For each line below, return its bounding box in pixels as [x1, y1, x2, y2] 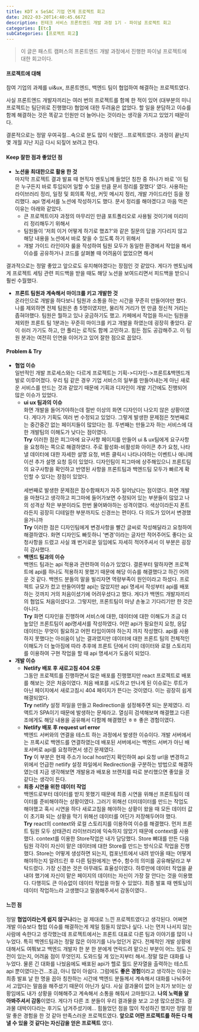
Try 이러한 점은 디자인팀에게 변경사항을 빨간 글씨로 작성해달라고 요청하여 [23, 523, 192, 531]
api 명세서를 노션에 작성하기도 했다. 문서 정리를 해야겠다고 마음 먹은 [32, 197, 188, 205]
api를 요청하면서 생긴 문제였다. [44, 746, 115, 753]
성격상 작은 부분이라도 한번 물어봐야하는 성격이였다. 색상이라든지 [30, 501, 179, 509]
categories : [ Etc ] [6, 25, 52, 31]
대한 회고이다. [20, 55, 53, 62]
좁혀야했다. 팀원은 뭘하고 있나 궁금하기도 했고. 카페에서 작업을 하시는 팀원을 [14, 312, 189, 319]
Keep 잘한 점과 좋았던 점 [6, 154, 63, 161]
